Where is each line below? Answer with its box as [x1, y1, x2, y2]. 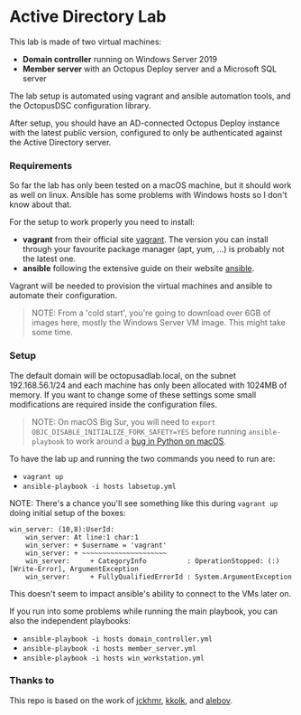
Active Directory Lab [9, 6, 167, 27]
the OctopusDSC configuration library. [9, 99, 151, 110]
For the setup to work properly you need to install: [9, 217, 196, 228]
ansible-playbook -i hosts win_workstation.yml [22, 654, 205, 663]
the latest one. [22, 253, 77, 264]
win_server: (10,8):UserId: [9, 524, 115, 534]
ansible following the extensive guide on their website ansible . [22, 263, 255, 274]
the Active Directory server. [9, 136, 112, 147]
